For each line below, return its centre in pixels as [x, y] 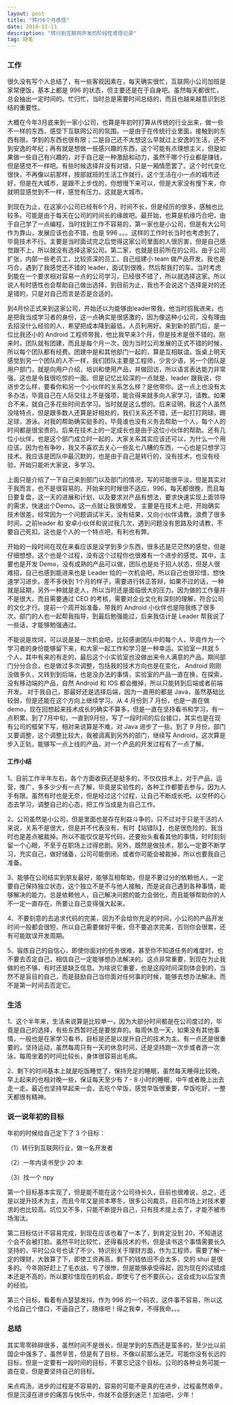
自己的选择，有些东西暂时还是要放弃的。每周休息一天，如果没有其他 [116, 1029]
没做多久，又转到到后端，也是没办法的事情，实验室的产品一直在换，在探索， [116, 675]
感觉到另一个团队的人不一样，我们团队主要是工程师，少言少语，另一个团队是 [116, 361]
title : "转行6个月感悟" [38, 20]
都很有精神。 [31, 1097]
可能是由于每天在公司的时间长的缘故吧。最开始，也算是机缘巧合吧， [122, 216]
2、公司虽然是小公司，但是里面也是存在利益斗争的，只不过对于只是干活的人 [115, 819]
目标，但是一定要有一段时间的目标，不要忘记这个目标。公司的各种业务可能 [113, 1362]
